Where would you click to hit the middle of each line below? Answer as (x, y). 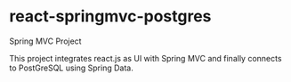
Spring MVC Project (45, 41)
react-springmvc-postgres (110, 16)
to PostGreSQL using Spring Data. (71, 68)
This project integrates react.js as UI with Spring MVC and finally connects (145, 58)
